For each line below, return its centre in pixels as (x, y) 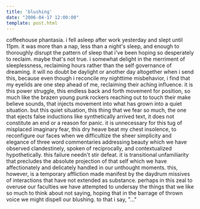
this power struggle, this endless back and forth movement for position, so (98, 91)
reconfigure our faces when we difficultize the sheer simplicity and (89, 136)
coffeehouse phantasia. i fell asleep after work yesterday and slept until (95, 40)
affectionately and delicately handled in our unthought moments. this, (92, 168)
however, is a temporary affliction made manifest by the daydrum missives (98, 174)
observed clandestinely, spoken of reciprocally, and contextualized (89, 148)
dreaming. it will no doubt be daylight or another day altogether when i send (100, 72)
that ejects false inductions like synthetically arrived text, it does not (90, 117)
